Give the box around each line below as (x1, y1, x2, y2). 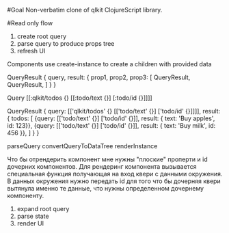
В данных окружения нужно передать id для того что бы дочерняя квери (7, 177, 221, 185)
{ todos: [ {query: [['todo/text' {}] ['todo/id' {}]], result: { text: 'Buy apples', (7, 114, 215, 122)
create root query (16, 32, 67, 40)
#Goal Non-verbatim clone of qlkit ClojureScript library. (7, 6, 163, 14)
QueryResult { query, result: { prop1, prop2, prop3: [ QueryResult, (7, 73, 191, 81)
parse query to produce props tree (16, 40, 115, 47)
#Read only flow (7, 19, 53, 27)
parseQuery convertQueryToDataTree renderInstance (7, 142, 158, 150)
